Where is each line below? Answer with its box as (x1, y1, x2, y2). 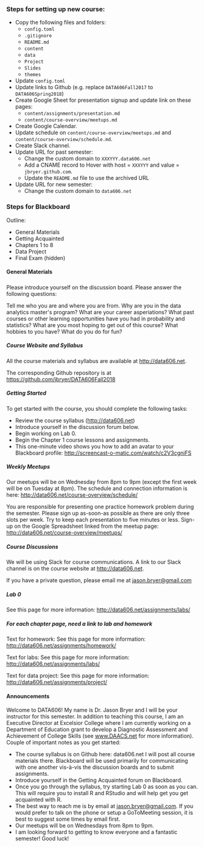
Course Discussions (6, 543, 59, 550)
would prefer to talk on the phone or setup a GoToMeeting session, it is (15, 809, 194, 816)
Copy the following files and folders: (15, 19, 107, 26)
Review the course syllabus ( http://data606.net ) (15, 417, 135, 424)
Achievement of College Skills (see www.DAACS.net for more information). (6, 732, 194, 740)
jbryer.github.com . (24, 168, 73, 175)
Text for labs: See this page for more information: (6, 654, 130, 661)
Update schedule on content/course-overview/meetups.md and (15, 129, 172, 136)
